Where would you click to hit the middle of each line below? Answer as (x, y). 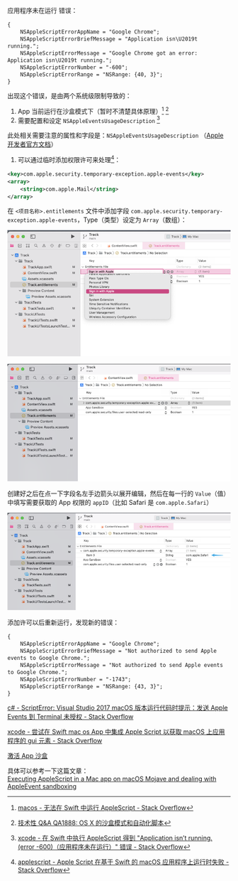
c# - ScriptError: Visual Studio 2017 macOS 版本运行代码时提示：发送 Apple (118, 708)
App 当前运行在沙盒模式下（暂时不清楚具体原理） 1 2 (93, 111)
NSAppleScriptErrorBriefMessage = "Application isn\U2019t (109, 39)
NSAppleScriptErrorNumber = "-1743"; (76, 680)
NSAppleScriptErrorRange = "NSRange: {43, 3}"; (91, 687)
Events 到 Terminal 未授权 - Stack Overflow (70, 717)
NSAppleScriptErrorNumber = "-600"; (74, 68)
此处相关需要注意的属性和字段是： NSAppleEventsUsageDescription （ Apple (115, 135)
